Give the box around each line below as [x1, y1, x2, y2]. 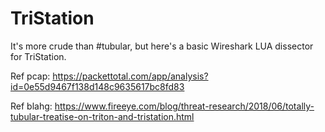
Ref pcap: [10, 70, 51, 82]
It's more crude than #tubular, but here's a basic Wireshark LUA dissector [10, 40, 314, 52]
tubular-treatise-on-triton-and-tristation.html [10, 110, 195, 122]
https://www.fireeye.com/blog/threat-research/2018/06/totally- [54, 100, 315, 112]
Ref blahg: [10, 100, 53, 112]
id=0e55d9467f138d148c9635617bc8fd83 [10, 80, 185, 92]
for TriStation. [10, 50, 67, 62]
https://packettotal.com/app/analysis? [52, 70, 209, 82]
